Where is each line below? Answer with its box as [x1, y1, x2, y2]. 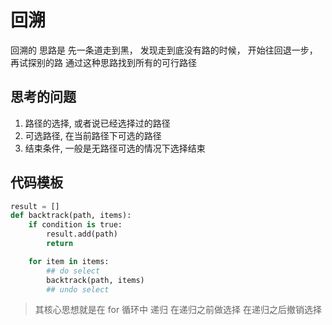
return [46, 239, 74, 249]
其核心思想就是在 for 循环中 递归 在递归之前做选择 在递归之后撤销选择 [34, 304, 322, 316]
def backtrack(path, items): [10, 211, 132, 221]
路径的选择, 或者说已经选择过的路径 [24, 117, 171, 129]
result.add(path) [46, 229, 118, 240]
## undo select [46, 284, 110, 295]
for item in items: [28, 256, 110, 266]
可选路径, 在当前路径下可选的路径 [24, 129, 162, 141]
